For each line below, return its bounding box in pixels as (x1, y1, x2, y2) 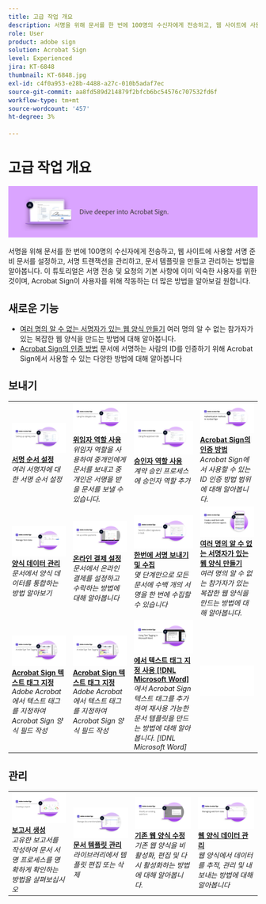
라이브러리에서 (73, 849, 119, 859)
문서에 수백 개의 (133, 579, 183, 589)
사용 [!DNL (142, 665, 177, 674)
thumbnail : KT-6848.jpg (8, 71, 87, 79)
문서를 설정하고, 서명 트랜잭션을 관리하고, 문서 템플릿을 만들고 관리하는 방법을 (16, 256, 256, 266)
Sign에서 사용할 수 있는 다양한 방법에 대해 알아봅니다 (19, 354, 183, 363)
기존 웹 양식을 (134, 840, 177, 850)
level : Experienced (8, 55, 73, 63)
